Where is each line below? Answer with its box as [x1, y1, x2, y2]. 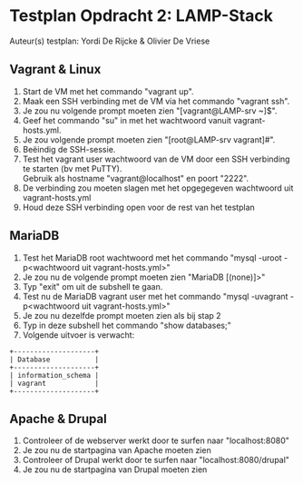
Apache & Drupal [9, 410, 107, 427]
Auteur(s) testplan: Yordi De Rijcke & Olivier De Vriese [9, 35, 210, 46]
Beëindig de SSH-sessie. [22, 143, 116, 154]
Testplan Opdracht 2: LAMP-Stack [9, 5, 274, 26]
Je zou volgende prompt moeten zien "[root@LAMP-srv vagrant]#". [22, 133, 276, 145]
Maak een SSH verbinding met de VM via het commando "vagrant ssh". [22, 95, 290, 106]
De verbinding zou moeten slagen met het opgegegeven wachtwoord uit [22, 183, 294, 193]
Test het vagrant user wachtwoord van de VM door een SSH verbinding [22, 153, 290, 164]
